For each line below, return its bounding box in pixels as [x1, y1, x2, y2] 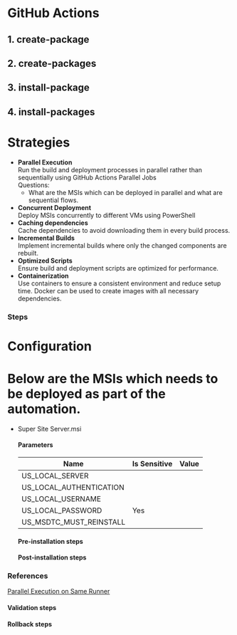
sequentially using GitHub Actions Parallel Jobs [17, 173, 157, 182]
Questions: [17, 180, 50, 189]
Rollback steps [7, 619, 52, 628]
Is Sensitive [132, 458, 173, 468]
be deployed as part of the [7, 386, 166, 402]
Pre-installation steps [17, 537, 83, 545]
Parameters [17, 441, 53, 449]
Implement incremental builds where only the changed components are [17, 241, 227, 250]
